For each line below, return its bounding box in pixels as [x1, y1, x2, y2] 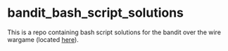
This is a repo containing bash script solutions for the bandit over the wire [7, 28, 222, 36]
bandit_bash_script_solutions [7, 5, 184, 21]
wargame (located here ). [7, 35, 79, 43]
